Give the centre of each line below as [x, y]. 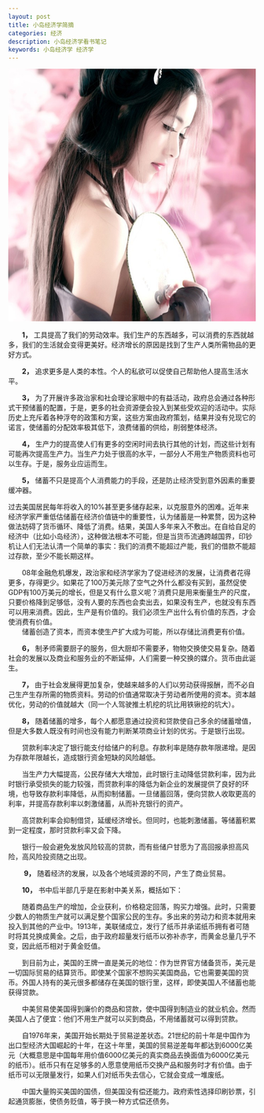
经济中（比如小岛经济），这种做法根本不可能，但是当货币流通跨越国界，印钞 [130, 536]
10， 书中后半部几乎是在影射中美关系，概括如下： [103, 890]
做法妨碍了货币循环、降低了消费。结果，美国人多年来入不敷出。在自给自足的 [132, 526]
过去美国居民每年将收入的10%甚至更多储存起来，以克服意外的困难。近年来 [129, 506]
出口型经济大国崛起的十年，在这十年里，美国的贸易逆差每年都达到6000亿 [127, 1045]
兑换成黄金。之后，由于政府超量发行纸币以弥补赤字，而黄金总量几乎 [139, 936]
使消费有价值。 [32, 622]
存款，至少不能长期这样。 [56, 556]
